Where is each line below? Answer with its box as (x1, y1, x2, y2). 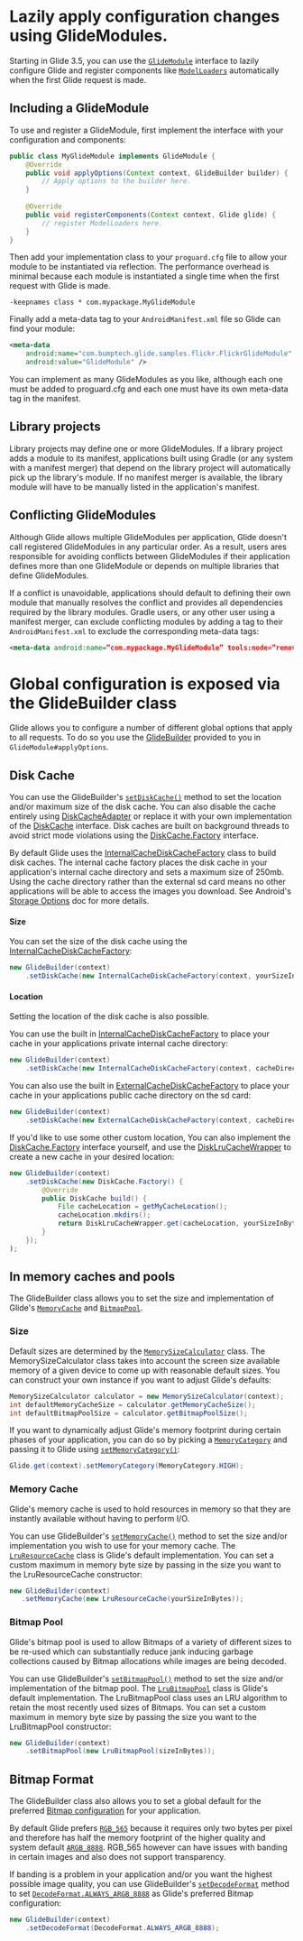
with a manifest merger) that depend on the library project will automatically (9, 462, 291, 473)
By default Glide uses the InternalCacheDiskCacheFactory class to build (9, 848, 277, 859)
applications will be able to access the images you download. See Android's (9, 886, 291, 897)
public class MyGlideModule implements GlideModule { (9, 152, 216, 161)
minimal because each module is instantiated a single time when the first (9, 271, 280, 281)
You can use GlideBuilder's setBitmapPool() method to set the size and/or (9, 1673, 284, 1684)
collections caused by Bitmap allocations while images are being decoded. (9, 1655, 287, 1666)
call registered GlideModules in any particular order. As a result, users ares (9, 541, 287, 552)
